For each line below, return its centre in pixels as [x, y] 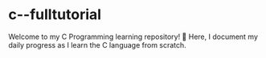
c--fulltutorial [55, 15]
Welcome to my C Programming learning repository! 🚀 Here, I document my [133, 37]
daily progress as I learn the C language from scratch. [97, 44]
